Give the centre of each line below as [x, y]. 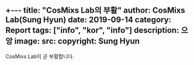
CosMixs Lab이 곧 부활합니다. [40, 56]
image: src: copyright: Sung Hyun [77, 41]
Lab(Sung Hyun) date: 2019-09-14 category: [89, 20]
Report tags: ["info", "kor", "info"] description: [92, 30]
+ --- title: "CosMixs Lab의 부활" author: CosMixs [95, 10]
